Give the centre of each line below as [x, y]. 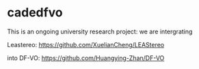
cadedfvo [35, 13]
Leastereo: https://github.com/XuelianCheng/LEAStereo [86, 44]
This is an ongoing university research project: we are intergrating [100, 31]
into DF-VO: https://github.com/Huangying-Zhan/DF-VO [86, 58]
